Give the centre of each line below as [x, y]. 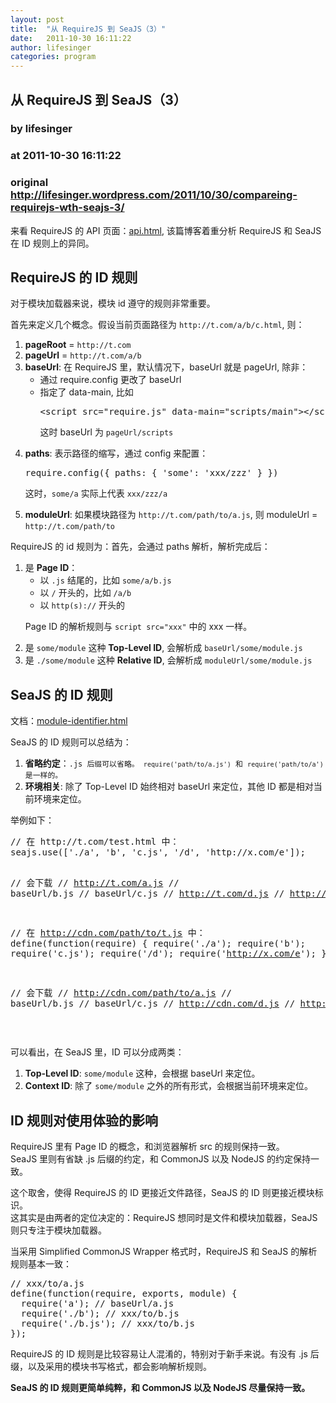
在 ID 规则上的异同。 [52, 243]
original [29, 183]
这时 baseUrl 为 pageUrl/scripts [106, 432]
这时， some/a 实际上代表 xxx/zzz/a [96, 493]
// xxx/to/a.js [47, 1284]
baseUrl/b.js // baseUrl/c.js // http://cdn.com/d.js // [153, 1004]
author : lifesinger [51, 47]
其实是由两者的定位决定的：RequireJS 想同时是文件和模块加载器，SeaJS [168, 1218]
